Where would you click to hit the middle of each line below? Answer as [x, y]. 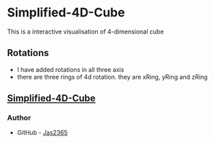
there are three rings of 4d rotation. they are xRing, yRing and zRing [112, 77]
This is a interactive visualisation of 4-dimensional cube [85, 31]
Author [19, 118]
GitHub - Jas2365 [42, 133]
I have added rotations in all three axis [70, 69]
